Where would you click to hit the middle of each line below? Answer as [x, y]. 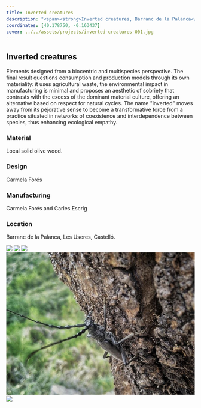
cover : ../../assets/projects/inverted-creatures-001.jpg [80, 32]
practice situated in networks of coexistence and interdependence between [100, 116]
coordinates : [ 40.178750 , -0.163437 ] [53, 25]
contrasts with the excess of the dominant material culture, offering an [93, 97]
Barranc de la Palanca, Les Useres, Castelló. [61, 237]
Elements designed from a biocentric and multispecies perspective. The [95, 72]
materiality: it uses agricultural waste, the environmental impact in [87, 84]
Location [19, 224]
